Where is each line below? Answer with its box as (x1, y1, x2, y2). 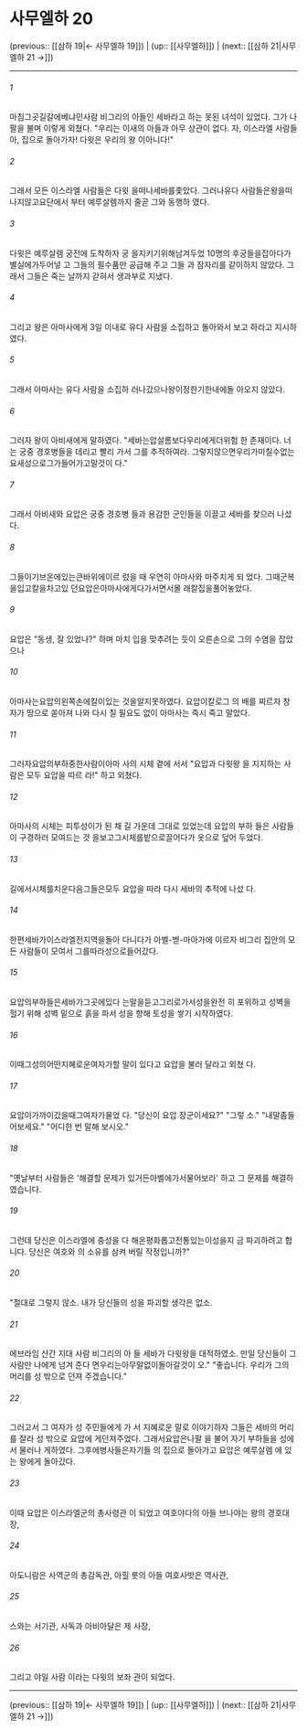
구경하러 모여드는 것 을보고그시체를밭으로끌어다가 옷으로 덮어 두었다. (18, 832, 263, 843)
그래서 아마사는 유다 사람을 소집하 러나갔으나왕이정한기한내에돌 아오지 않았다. (9, 383, 286, 394)
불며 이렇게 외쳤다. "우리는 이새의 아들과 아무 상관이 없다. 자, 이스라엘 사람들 (26, 123, 298, 133)
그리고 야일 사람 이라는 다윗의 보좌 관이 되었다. (9, 1671, 175, 1682)
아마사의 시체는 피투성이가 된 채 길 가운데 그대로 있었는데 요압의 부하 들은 (9, 820, 270, 832)
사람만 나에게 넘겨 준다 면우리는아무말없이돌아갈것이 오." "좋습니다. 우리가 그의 (9, 1360, 290, 1371)
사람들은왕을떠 (240, 185, 293, 197)
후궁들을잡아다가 (231, 248, 291, 259)
